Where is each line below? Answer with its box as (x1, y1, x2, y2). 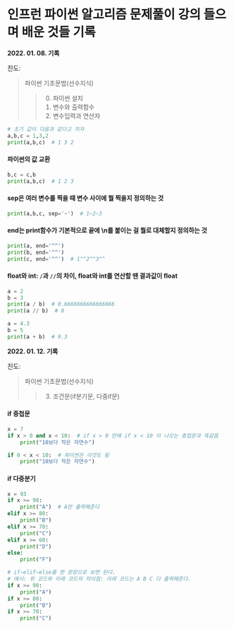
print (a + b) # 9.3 (7, 333, 68, 340)
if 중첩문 (7, 409, 30, 418)
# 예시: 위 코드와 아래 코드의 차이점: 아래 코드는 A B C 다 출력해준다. (7, 575, 192, 583)
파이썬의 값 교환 (7, 155, 51, 163)
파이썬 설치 (52, 93, 83, 102)
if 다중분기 (7, 474, 37, 483)
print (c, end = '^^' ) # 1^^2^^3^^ (7, 255, 106, 262)
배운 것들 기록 (21, 24, 97, 40)
